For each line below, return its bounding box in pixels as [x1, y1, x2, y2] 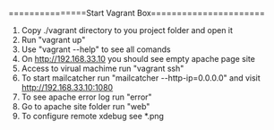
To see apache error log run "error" [21, 91, 153, 102]
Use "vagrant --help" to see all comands [21, 44, 171, 55]
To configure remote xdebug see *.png [21, 111, 165, 121]
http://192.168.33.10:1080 [21, 82, 114, 92]
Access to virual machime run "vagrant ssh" [21, 63, 184, 74]
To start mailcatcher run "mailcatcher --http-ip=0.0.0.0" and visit [21, 73, 261, 83]
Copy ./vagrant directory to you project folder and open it [21, 25, 234, 35]
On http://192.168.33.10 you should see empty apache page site [21, 54, 256, 64]
